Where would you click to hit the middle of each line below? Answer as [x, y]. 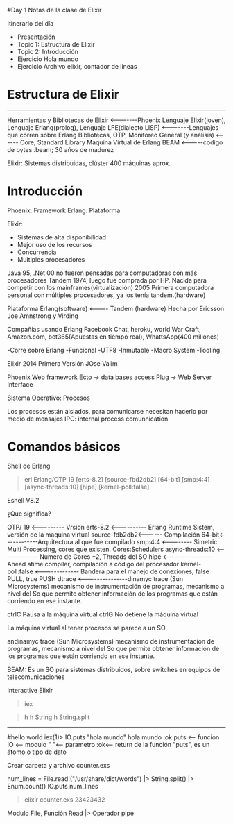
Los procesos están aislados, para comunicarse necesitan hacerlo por [107, 411]
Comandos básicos [64, 447]
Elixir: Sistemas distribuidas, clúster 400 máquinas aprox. [89, 163]
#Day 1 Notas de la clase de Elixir [54, 10]
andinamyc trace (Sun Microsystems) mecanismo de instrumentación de [111, 641]
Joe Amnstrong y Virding [43, 316]
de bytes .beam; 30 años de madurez [61, 149]
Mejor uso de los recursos [54, 244]
